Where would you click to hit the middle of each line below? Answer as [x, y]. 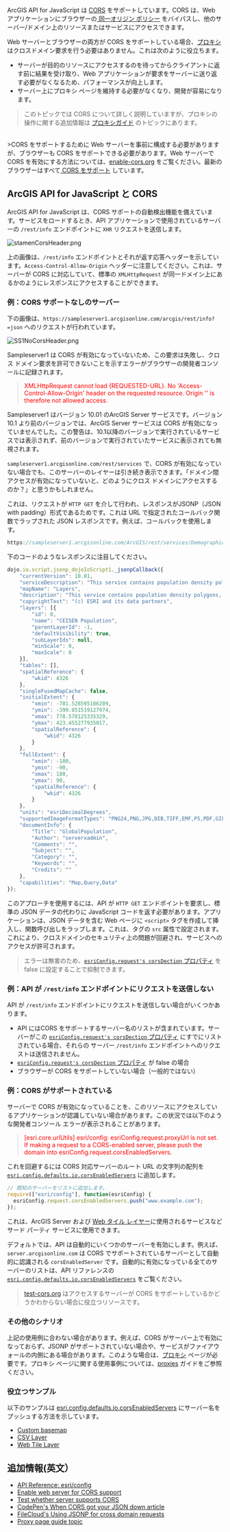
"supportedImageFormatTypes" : [63, 819]
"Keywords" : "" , [55, 864]
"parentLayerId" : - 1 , [63, 627]
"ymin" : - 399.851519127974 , [72, 710]
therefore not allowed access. [66, 401]
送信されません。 [59, 1054]
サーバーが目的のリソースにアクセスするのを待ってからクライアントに [115, 65]
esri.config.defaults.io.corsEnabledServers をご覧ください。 [97, 1278]
